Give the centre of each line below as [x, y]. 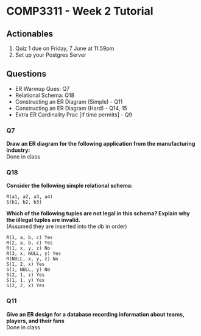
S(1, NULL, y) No [28, 270]
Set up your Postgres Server [51, 55]
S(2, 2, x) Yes [26, 286]
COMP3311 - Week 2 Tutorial [80, 11]
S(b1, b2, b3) [24, 202]
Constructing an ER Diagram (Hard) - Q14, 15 [71, 108]
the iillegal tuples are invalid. [43, 220]
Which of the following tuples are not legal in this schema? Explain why [98, 213]
